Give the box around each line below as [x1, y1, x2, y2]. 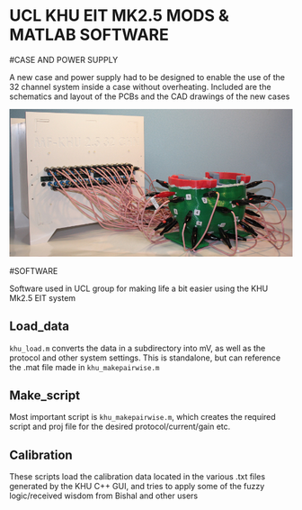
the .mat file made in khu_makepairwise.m [9, 361, 160, 372]
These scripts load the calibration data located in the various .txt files [9, 471, 266, 482]
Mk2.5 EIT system [9, 292, 76, 303]
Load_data [9, 319, 70, 334]
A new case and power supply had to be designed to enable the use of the [9, 71, 286, 82]
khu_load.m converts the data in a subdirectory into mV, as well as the [9, 342, 266, 353]
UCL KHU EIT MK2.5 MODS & [9, 5, 229, 26]
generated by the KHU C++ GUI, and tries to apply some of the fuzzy [9, 481, 265, 492]
